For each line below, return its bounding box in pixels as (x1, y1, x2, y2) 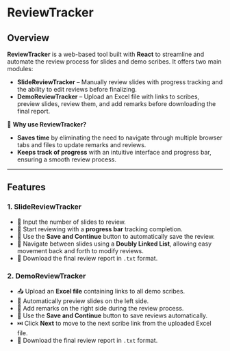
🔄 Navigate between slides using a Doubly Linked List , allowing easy (16, 239, 212, 248)
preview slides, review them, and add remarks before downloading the (16, 100, 216, 107)
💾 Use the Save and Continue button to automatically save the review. (16, 232, 216, 240)
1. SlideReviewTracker (7, 202, 82, 211)
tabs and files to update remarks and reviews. (16, 141, 146, 148)
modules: (7, 65, 34, 73)
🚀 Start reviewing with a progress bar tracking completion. (16, 224, 183, 233)
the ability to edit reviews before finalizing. (16, 86, 137, 93)
